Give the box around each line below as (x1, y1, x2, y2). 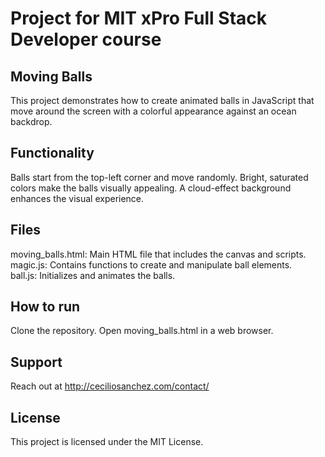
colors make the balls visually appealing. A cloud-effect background (10, 182, 292, 194)
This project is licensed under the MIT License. (10, 436, 204, 448)
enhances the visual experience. (10, 192, 145, 204)
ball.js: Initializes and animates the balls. (10, 269, 176, 281)
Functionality (10, 145, 95, 162)
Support (10, 353, 63, 371)
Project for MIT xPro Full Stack (10, 7, 268, 30)
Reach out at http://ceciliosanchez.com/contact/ (10, 380, 210, 392)
